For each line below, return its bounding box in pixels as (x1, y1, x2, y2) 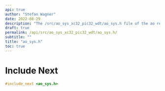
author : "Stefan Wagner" (5, 12, 56, 17)
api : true (5, 7, 26, 12)
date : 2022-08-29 (5, 16, 41, 21)
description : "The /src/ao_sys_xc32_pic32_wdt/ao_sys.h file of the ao (5, 21, 155, 26)
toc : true (5, 44, 26, 49)
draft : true (5, 26, 29, 30)
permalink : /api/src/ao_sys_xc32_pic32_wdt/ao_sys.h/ (5, 30, 118, 35)
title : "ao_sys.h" (5, 39, 43, 44)
